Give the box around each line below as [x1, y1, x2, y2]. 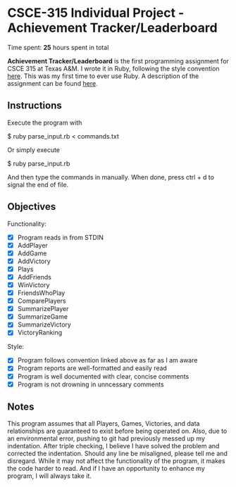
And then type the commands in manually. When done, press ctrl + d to [7, 172, 215, 181]
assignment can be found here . [7, 79, 98, 87]
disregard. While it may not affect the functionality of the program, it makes [7, 457, 225, 465]
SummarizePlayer [17, 305, 69, 313]
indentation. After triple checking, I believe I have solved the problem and [7, 442, 220, 450]
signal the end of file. [7, 180, 69, 189]
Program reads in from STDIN [17, 233, 104, 241]
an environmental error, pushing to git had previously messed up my [7, 434, 206, 443]
